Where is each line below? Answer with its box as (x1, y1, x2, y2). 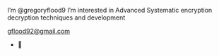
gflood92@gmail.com (7, 27, 71, 35)
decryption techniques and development (7, 13, 126, 22)
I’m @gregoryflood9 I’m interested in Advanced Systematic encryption (7, 6, 213, 14)
